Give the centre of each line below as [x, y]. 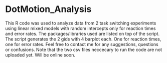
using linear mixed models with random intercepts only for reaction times [80, 28]
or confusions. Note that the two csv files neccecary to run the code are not [83, 49]
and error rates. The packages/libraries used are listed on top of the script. [82, 33]
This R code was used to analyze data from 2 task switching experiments [81, 23]
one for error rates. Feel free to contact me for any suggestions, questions [82, 44]
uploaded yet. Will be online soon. [40, 55]
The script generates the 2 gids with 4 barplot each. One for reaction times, [83, 39]
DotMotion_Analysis [48, 9]
